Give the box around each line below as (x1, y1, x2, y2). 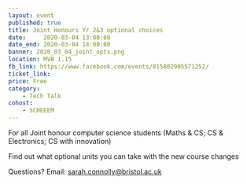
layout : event (8, 11, 55, 20)
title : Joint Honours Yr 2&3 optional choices (8, 26, 164, 34)
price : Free (8, 77, 47, 85)
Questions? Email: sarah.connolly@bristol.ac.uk (8, 167, 163, 176)
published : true (8, 19, 61, 27)
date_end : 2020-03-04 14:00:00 (8, 41, 111, 49)
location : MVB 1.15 (8, 56, 72, 64)
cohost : (8, 99, 34, 107)
